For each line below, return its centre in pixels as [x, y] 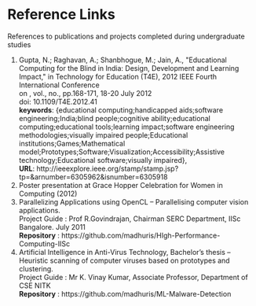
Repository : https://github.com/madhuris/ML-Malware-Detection [125, 293]
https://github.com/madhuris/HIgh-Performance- [141, 235]
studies [19, 44]
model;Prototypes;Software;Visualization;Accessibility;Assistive [122, 152]
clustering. [36, 268]
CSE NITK [35, 286]
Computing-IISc [44, 243]
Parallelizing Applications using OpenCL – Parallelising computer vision [133, 201]
